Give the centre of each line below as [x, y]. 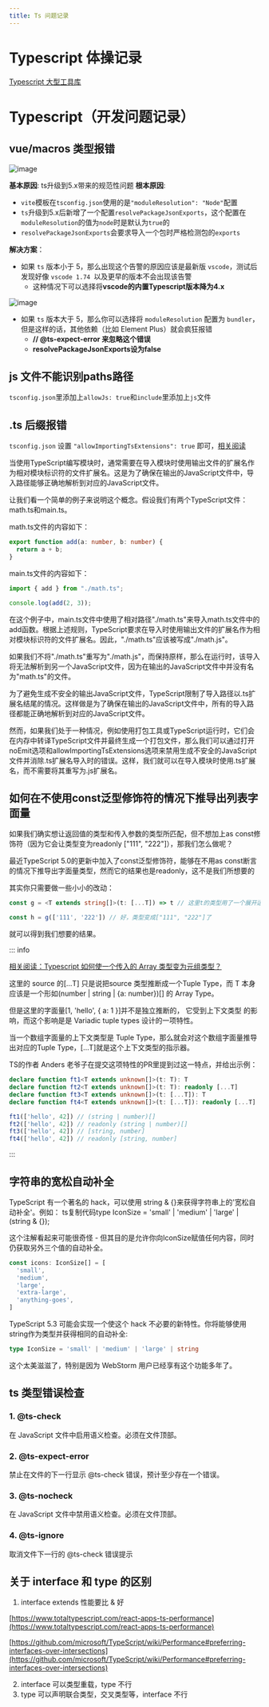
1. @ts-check [35, 1416]
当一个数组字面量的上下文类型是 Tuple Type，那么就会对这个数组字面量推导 [133, 1037]
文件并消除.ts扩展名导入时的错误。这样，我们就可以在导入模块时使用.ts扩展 [133, 760]
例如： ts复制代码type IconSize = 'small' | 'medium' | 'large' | [139, 1212]
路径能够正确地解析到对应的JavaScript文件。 [89, 483]
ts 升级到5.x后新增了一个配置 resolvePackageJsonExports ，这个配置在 [133, 212]
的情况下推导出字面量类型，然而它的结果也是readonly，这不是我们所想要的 [132, 871]
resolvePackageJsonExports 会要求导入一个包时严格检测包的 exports [130, 232]
